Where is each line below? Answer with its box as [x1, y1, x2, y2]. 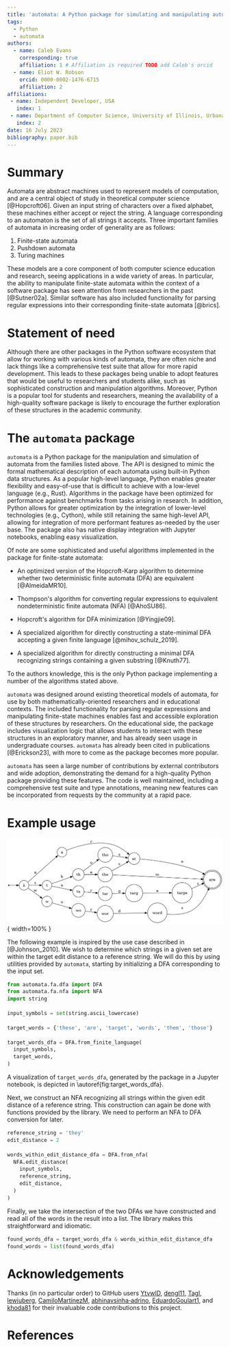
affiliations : [7, 91, 48, 97]
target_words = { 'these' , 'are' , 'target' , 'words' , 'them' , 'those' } [7, 1024, 213, 1032]
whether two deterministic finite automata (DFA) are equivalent [16, 574, 194, 582]
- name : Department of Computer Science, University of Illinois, [10, 112, 204, 119]
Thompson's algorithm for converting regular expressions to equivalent [16, 595, 218, 603]
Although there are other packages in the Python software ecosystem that [7, 348, 216, 356]
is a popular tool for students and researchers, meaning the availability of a [7, 392, 218, 400]
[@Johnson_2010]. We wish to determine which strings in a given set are [7, 945, 213, 953]
